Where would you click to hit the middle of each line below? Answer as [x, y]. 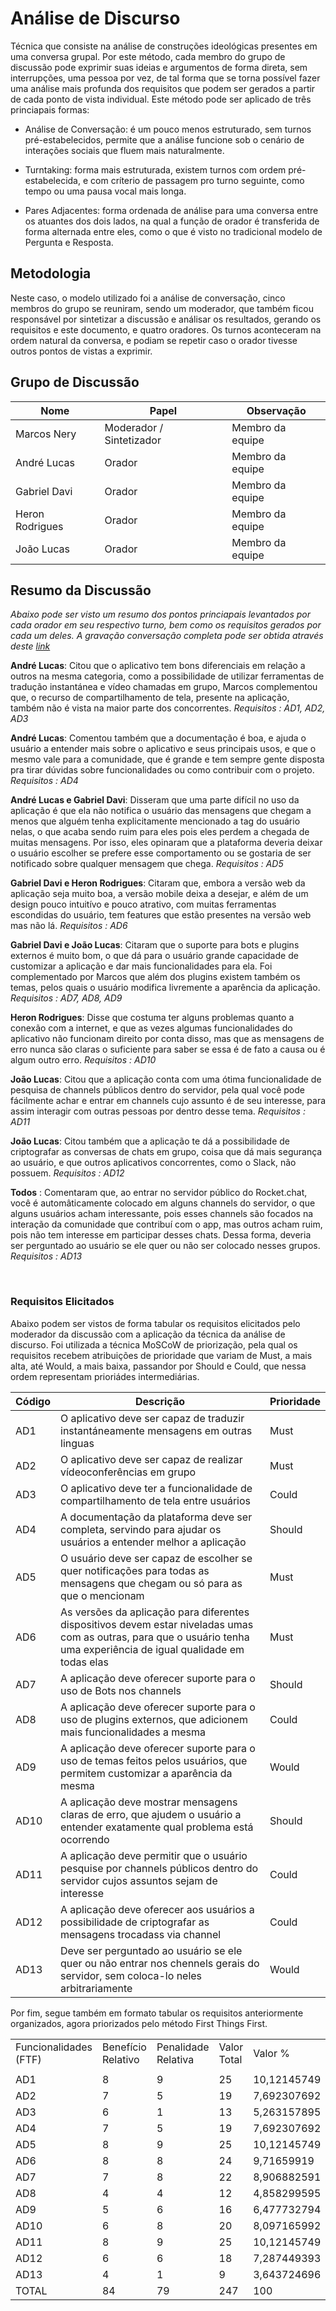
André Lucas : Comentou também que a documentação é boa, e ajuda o [158, 738]
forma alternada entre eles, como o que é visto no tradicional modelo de [173, 231]
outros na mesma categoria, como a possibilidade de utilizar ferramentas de [167, 676]
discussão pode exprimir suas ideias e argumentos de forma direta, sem [159, 67]
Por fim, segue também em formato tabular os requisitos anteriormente [157, 2013]
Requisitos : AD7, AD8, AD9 [66, 998]
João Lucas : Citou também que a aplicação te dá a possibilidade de [150, 1141]
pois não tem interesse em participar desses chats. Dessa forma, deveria [161, 1235]
